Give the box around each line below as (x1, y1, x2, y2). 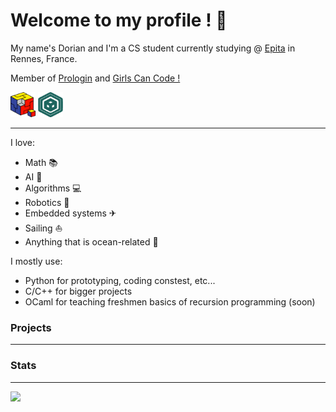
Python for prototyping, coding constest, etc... (24, 274, 216, 286)
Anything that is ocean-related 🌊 (24, 235, 159, 248)
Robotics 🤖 (24, 196, 70, 208)
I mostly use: (10, 255, 63, 267)
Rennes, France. (10, 52, 78, 64)
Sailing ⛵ (24, 222, 63, 234)
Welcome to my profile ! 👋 (10, 9, 228, 32)
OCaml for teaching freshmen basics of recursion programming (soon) (24, 295, 316, 308)
